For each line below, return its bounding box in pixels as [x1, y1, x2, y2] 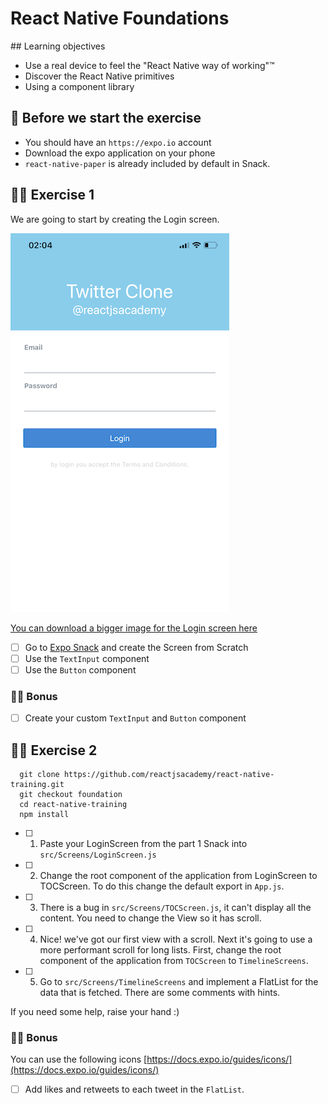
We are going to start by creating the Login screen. [10, 213, 220, 225]
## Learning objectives [10, 40, 106, 52]
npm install [19, 809, 70, 819]
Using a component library [24, 80, 135, 92]
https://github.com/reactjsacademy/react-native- [63, 769, 275, 779]
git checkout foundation [19, 789, 123, 799]
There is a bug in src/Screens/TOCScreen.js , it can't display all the [39, 901, 312, 913]
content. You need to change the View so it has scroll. [39, 912, 262, 924]
